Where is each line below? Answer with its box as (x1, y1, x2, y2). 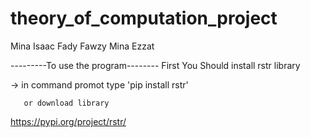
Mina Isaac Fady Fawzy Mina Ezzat (10, 40, 155, 52)
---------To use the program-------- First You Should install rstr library (10, 59, 301, 71)
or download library (23, 98, 110, 108)
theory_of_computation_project (10, 7, 278, 30)
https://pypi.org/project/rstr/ (10, 115, 127, 127)
